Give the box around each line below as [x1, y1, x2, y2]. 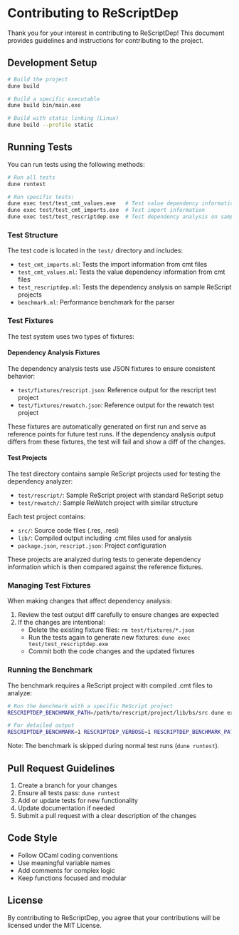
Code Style [7, 832, 58, 844]
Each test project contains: [7, 512, 86, 521]
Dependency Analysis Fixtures [7, 348, 101, 357]
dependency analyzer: [7, 477, 73, 486]
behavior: [7, 372, 36, 380]
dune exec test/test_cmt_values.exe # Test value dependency [7, 200, 199, 208]
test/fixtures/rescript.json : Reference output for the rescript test [17, 385, 217, 394]
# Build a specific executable [7, 95, 100, 103]
